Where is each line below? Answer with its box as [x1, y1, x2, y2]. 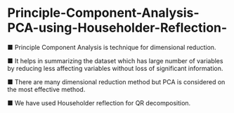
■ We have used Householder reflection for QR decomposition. [7, 98, 191, 107]
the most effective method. [7, 85, 86, 93]
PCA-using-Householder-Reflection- [7, 20, 228, 36]
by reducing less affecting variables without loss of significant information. [7, 64, 223, 72]
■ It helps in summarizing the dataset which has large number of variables [7, 56, 223, 65]
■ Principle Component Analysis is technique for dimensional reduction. [7, 43, 216, 51]
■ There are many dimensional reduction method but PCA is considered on [7, 77, 226, 86]
